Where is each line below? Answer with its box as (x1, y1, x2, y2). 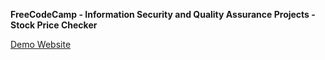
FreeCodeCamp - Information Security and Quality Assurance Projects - (10, 9, 316, 20)
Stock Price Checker (10, 19, 98, 31)
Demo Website (10, 39, 72, 50)
